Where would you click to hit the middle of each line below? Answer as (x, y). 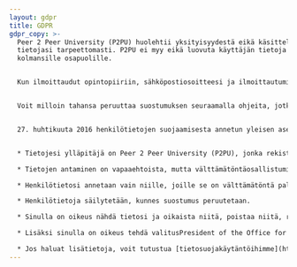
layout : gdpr (33, 17)
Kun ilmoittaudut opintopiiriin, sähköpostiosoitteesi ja (126, 82)
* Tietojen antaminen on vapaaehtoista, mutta (104, 169)
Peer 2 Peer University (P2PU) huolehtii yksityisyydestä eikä (136, 42)
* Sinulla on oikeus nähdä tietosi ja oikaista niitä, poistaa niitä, (150, 217)
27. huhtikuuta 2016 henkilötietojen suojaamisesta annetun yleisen (146, 129)
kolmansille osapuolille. (65, 58)
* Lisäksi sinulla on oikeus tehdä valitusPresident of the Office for (152, 233)
